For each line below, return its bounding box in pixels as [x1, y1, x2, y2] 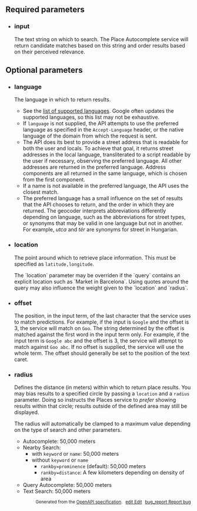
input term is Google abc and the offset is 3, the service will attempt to [14, 337, 183, 344]
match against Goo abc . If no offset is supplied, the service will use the [14, 343, 184, 350]
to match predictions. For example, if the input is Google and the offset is [14, 318, 189, 325]
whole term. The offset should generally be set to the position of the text [14, 349, 190, 357]
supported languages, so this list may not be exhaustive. [22, 114, 160, 121]
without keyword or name [31, 456, 89, 463]
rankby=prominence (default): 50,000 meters [40, 463, 146, 470]
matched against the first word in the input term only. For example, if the [14, 331, 189, 338]
